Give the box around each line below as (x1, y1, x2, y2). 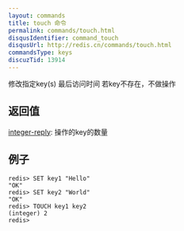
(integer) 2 (8, 209, 48, 217)
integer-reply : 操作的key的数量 (8, 127, 109, 136)
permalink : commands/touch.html (8, 26, 115, 34)
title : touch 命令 (8, 19, 67, 27)
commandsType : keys (8, 49, 73, 57)
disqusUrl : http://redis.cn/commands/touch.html (8, 41, 172, 49)
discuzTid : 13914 (8, 57, 66, 65)
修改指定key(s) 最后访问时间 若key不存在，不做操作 (8, 79, 176, 88)
